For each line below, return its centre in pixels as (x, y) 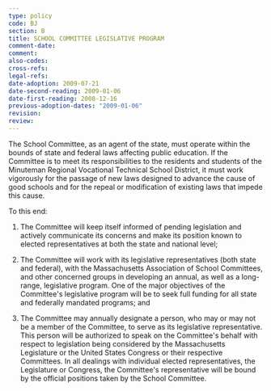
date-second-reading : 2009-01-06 (65, 91)
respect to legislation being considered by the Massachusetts (123, 343)
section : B (27, 31)
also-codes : (28, 61)
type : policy (30, 16)
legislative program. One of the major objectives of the (134, 285)
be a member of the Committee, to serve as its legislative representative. (141, 326)
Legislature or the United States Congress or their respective (121, 352)
